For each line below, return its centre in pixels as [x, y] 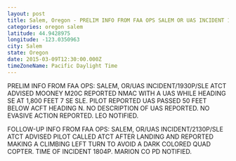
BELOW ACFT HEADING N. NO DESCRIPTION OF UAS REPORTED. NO [109, 108]
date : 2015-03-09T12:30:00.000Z [54, 59]
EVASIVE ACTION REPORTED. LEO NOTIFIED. [73, 115]
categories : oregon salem [45, 27]
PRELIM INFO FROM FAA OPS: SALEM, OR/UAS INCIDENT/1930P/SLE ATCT [117, 85]
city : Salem [25, 46]
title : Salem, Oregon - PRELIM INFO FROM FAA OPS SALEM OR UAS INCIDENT [116, 20]
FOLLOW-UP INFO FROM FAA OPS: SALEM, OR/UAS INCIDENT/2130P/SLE [115, 129]
